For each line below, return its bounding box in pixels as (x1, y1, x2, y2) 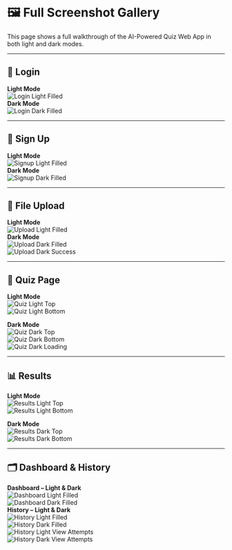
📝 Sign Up (7, 133, 50, 145)
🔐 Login (7, 66, 40, 78)
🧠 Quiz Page (7, 274, 61, 286)
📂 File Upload (7, 200, 65, 211)
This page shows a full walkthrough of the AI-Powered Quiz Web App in (7, 32, 212, 41)
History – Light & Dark (7, 505, 71, 514)
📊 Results (7, 370, 52, 381)
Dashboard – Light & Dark (7, 484, 81, 492)
